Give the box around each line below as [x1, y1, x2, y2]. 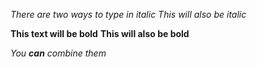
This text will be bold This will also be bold [10, 28, 190, 39]
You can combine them [10, 47, 107, 59]
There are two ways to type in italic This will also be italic [10, 9, 247, 20]
